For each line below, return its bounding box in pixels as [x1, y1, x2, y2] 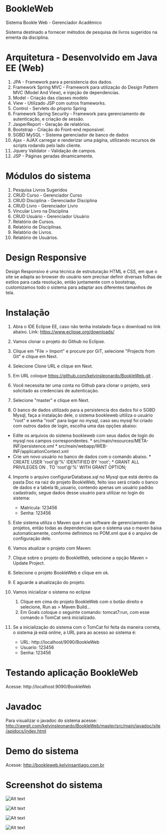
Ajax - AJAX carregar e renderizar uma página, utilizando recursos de [12, 137, 156, 143]
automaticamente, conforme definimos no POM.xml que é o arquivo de [12, 530, 158, 536]
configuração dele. [12, 535, 52, 541]
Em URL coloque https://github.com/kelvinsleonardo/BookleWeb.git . [12, 372, 153, 378]
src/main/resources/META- [93, 438, 149, 444]
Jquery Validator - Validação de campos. [12, 147, 97, 153]
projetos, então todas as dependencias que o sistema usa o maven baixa [12, 525, 162, 531]
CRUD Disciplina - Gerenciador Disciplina [12, 197, 97, 203]
